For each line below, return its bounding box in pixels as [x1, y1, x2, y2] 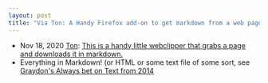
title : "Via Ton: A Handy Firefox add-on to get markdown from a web [8, 19, 245, 27]
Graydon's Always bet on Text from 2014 [19, 66, 154, 75]
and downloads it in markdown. [19, 49, 124, 58]
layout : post [8, 11, 52, 20]
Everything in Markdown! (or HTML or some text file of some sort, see [19, 57, 250, 67]
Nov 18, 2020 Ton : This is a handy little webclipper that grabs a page [19, 40, 246, 50]
